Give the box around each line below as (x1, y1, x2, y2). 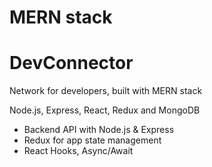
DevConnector (9, 52, 134, 75)
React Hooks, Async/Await (23, 145, 134, 157)
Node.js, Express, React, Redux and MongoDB (9, 104, 201, 116)
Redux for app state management (23, 134, 162, 146)
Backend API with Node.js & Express (23, 124, 175, 136)
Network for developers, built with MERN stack (9, 85, 203, 97)
